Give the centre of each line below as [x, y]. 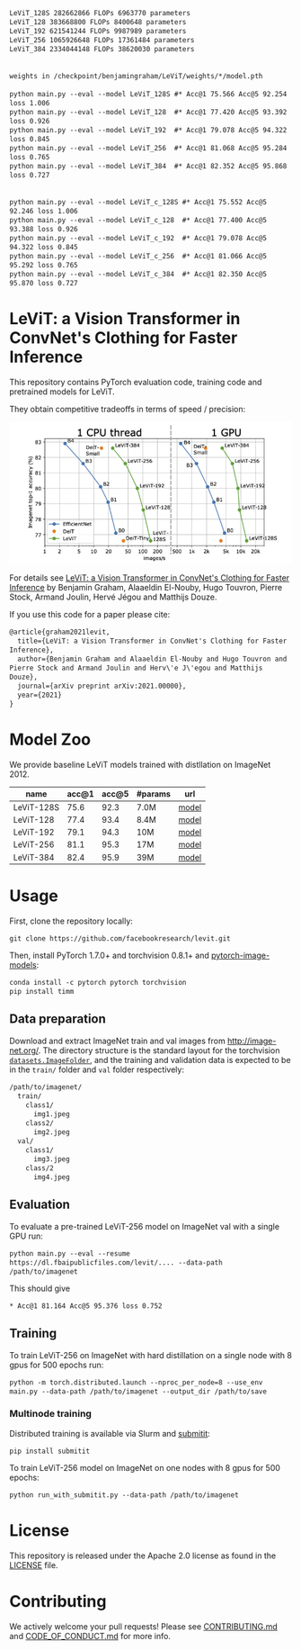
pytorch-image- [240, 956]
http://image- [252, 1041]
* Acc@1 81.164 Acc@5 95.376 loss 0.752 [86, 1306]
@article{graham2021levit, [60, 632]
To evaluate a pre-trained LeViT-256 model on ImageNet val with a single [145, 1226]
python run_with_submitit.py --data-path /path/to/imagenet [124, 1495]
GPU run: [26, 1236]
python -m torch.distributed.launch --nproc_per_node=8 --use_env [136, 1382]
